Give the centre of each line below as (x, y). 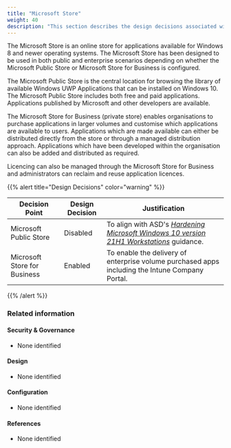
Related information (41, 314)
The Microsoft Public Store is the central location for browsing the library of (114, 81)
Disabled (78, 233)
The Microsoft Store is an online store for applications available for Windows (115, 46)
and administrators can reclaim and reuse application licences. (96, 174)
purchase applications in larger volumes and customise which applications (112, 124)
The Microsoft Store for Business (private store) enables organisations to (110, 116)
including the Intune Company (155, 270)
